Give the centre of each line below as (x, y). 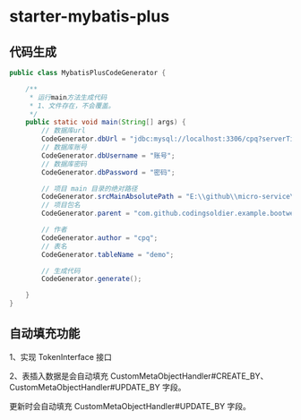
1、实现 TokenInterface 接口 (60, 356)
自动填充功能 (45, 334)
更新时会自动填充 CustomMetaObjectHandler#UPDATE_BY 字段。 (130, 406)
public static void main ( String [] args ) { (106, 123)
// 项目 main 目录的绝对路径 (90, 189)
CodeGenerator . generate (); (92, 279)
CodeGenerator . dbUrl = (84, 139)
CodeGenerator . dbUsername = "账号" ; (108, 155)
